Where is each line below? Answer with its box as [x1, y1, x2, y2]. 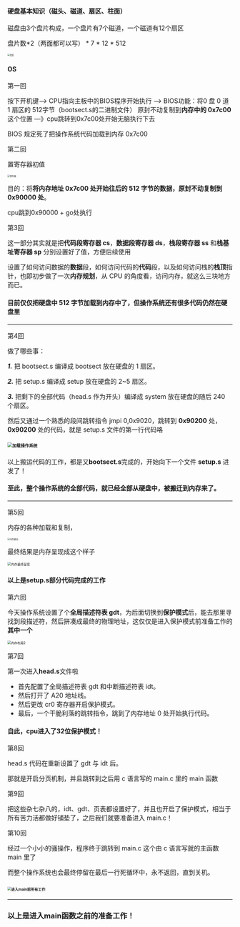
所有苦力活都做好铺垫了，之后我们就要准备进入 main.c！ [7, 813, 173, 822]
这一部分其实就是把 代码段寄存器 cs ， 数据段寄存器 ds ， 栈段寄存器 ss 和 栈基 [7, 239, 230, 247]
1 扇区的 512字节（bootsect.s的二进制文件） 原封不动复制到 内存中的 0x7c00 [7, 106, 231, 114]
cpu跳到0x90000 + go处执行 [7, 208, 93, 217]
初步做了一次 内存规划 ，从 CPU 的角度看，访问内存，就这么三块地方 [31, 272, 231, 280]
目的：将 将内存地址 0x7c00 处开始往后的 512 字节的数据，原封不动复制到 [7, 184, 223, 193]
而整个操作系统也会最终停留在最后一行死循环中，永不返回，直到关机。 [7, 868, 214, 877]
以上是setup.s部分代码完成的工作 [7, 575, 106, 584]
